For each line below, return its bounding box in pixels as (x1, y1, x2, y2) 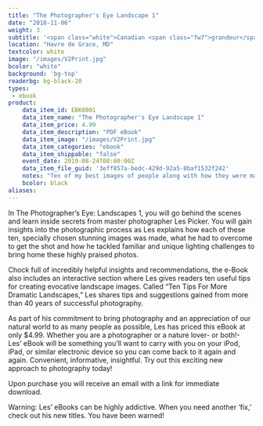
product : (8, 99, 37, 107)
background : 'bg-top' (8, 70, 79, 78)
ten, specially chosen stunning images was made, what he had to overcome (8, 233, 253, 242)
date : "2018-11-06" (8, 19, 72, 27)
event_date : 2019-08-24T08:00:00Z (22, 158, 135, 166)
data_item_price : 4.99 (22, 121, 96, 129)
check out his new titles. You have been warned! (8, 410, 164, 420)
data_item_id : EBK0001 (22, 107, 96, 115)
